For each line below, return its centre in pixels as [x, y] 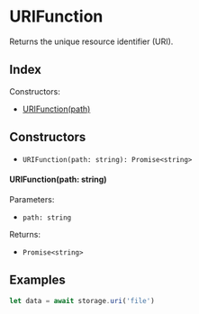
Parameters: [32, 199]
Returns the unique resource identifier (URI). [91, 41]
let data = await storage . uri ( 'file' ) [82, 301]
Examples [37, 280]
